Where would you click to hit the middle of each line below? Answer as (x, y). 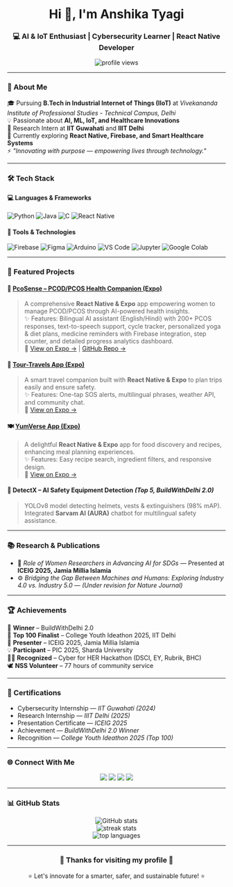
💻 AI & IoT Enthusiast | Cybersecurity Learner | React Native (116, 36)
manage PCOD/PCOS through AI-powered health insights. (107, 311)
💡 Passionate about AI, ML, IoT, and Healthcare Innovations (94, 120)
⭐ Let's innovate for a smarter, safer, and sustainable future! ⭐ (116, 876)
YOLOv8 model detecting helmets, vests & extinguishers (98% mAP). (123, 505)
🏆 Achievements (37, 610)
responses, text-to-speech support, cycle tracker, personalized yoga (122, 327)
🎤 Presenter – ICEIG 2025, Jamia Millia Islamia (74, 643)
